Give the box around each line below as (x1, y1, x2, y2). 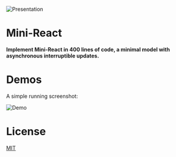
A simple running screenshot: (6, 92, 78, 100)
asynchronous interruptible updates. (6, 52, 99, 59)
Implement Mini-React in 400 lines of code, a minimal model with (6, 46, 171, 53)
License (6, 125, 46, 139)
